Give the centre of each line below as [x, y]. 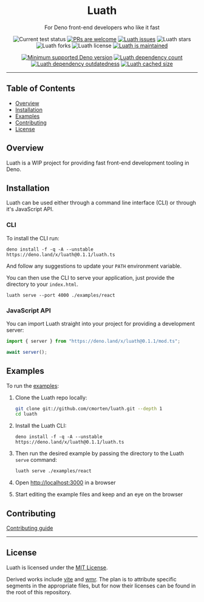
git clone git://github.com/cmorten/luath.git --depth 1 [89, 408]
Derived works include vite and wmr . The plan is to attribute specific [92, 579]
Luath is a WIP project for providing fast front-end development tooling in [98, 163]
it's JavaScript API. [30, 209]
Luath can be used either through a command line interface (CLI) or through [101, 203]
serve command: [36, 460]
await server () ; [27, 352]
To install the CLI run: [33, 238]
